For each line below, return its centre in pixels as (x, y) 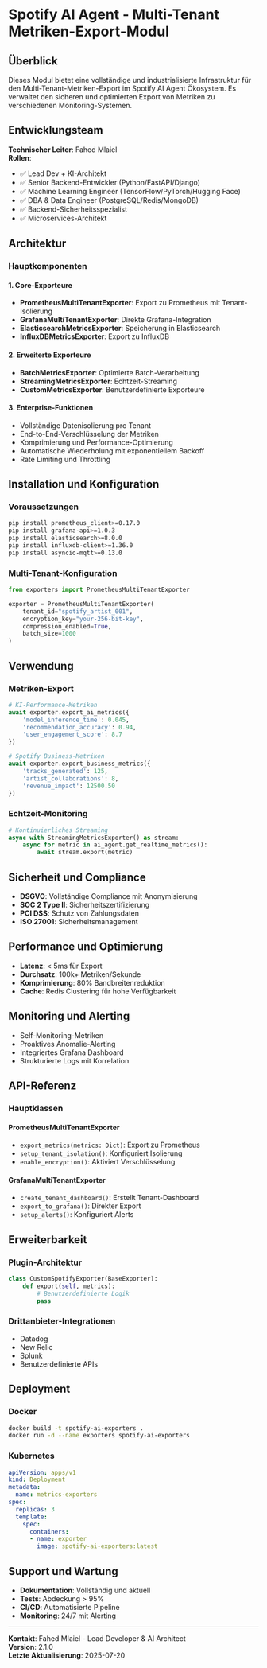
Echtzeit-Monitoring (48, 814)
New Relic (36, 1347)
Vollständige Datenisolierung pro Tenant (85, 425)
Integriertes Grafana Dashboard (72, 1052)
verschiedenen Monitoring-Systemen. (70, 105)
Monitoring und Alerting (69, 1016)
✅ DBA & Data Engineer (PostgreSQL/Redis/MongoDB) (109, 200)
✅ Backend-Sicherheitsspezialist (74, 209)
